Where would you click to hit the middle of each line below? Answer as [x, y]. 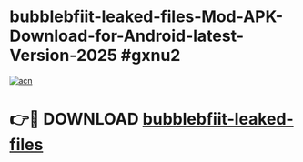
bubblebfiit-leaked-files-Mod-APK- [146, 17]
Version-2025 [64, 56]
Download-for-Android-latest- [126, 36]
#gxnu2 [151, 56]
